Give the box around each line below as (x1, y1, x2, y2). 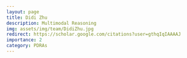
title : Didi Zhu (6, 14, 48, 21)
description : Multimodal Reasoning (6, 20, 97, 26)
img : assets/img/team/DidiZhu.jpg (6, 25, 94, 32)
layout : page (6, 8, 40, 15)
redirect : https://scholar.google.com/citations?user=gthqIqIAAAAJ (6, 31, 182, 37)
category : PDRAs (6, 43, 48, 49)
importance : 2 (6, 37, 43, 43)
